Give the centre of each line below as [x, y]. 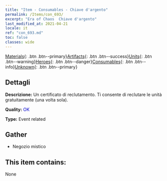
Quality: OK [17, 109]
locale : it [16, 28]
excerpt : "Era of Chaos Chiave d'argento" [51, 19]
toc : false [16, 38]
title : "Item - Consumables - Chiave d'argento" [57, 10]
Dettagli [18, 83]
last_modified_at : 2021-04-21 [37, 24]
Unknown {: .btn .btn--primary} [46, 67]
